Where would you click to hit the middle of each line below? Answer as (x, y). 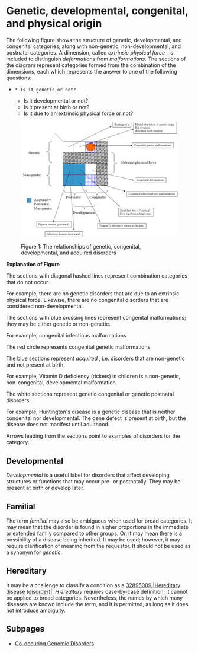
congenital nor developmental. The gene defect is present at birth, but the (96, 418)
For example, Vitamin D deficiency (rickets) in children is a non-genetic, (93, 376)
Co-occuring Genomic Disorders (54, 643)
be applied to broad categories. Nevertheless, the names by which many (95, 598)
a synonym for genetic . (34, 552)
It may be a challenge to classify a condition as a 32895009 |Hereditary (93, 585)
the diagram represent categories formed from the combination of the (91, 65)
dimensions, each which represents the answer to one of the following (92, 71)
